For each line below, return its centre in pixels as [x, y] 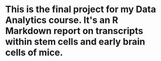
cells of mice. [34, 53]
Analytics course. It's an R [62, 20]
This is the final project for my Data [81, 9]
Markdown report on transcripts [74, 31]
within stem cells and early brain [75, 42]
